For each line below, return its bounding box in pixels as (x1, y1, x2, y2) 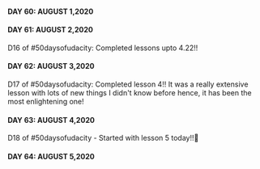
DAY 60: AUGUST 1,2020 (7, 6, 94, 16)
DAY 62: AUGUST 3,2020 (7, 61, 95, 71)
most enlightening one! (7, 97, 84, 106)
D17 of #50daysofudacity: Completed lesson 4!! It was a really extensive (7, 79, 249, 89)
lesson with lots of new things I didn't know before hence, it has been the (7, 88, 252, 97)
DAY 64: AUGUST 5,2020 (7, 151, 95, 161)
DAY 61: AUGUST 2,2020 (7, 25, 94, 35)
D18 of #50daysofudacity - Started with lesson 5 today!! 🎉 (7, 133, 199, 143)
